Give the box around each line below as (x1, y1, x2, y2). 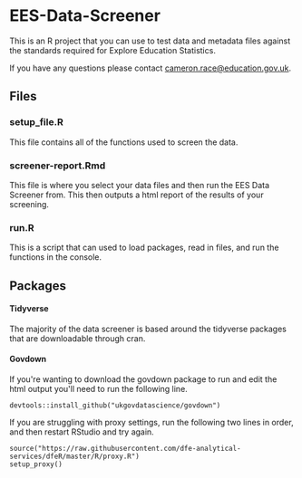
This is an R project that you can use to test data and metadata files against (9, 35, 291, 46)
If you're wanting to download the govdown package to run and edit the (9, 374, 278, 385)
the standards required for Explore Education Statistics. (9, 44, 216, 55)
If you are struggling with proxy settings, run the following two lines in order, (9, 417, 294, 428)
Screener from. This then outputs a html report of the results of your (9, 189, 265, 200)
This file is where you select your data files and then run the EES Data (9, 179, 270, 190)
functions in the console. (9, 252, 102, 263)
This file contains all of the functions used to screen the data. (9, 137, 239, 148)
